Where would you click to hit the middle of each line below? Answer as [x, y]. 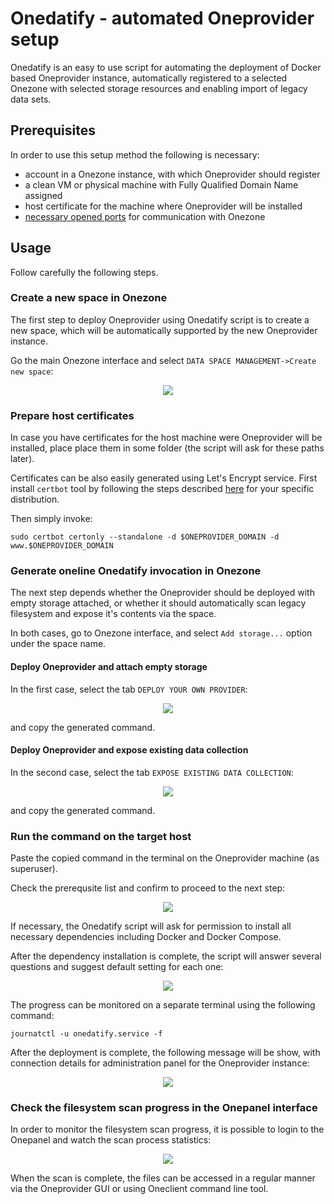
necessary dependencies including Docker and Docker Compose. [146, 937]
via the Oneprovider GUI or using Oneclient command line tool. [139, 1189]
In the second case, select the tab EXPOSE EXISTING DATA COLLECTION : [152, 772]
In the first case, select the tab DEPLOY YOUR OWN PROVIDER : [129, 689]
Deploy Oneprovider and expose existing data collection [129, 750]
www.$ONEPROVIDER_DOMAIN [62, 546]
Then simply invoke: [51, 519]
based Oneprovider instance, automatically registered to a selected [149, 78]
